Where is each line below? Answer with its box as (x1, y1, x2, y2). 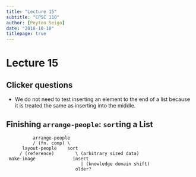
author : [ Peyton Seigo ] (6, 20, 65, 26)
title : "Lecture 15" (6, 8, 58, 15)
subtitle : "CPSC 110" (6, 14, 60, 20)
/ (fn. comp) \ (32, 140, 70, 146)
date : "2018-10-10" (6, 25, 55, 31)
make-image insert (8, 156, 89, 162)
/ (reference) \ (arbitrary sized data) (19, 150, 140, 156)
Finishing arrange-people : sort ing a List (6, 119, 153, 129)
